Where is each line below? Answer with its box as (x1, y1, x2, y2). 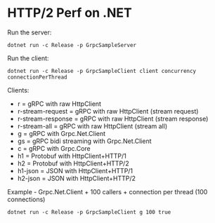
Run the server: (7, 28, 52, 36)
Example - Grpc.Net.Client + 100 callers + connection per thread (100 (7, 187, 208, 196)
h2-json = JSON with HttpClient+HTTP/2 (17, 174, 136, 182)
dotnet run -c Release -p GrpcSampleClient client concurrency (7, 67, 197, 74)
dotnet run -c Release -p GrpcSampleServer (7, 41, 137, 48)
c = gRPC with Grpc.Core (17, 144, 91, 152)
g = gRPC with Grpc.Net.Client (17, 129, 106, 137)
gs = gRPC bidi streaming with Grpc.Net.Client (17, 137, 152, 145)
